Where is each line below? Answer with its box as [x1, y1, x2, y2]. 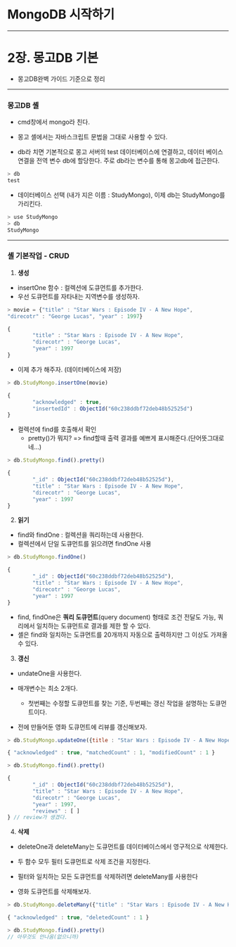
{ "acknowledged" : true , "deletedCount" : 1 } [7, 914, 150, 922]
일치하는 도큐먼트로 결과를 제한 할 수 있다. [36, 621, 151, 630]
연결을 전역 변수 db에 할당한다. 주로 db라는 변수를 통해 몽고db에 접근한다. [17, 156, 220, 165]
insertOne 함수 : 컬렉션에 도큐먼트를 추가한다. [17, 283, 144, 292]
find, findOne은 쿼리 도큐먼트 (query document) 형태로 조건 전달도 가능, [17, 613, 216, 621]
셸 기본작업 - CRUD [7, 251, 70, 261]
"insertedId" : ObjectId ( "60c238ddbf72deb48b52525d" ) [32, 405, 193, 412]
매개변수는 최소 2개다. [17, 684, 79, 692]
